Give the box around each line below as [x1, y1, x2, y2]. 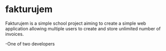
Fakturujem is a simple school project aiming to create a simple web [5, 20, 146, 26]
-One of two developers [5, 40, 55, 46]
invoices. [5, 31, 24, 37]
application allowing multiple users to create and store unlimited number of [5, 25, 161, 31]
